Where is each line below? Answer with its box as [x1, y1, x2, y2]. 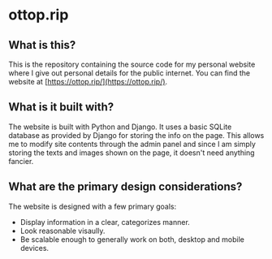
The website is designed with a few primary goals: [8, 201, 177, 211]
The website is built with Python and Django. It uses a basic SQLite [8, 122, 232, 132]
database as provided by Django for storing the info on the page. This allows [8, 130, 265, 140]
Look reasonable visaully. [19, 226, 106, 235]
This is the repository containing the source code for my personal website [8, 59, 256, 69]
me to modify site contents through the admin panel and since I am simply [8, 139, 256, 149]
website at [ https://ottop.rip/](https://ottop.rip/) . [8, 77, 168, 86]
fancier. [8, 156, 34, 166]
